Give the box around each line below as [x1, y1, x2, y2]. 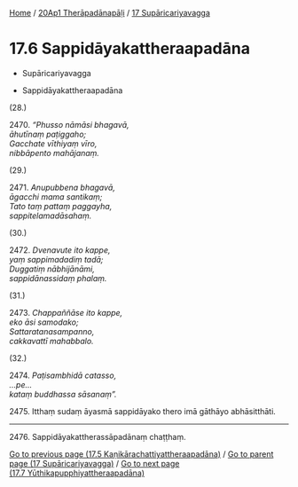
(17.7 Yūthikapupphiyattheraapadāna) [9, 467, 145, 478]
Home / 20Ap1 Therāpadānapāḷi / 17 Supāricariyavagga [9, 8, 211, 18]
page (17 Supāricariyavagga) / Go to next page [9, 458, 180, 468]
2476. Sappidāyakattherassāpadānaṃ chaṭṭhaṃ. [9, 431, 186, 442]
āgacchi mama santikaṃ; [9, 191, 103, 202]
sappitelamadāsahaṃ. [9, 210, 92, 221]
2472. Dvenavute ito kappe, [9, 244, 111, 255]
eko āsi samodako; [9, 317, 79, 327]
